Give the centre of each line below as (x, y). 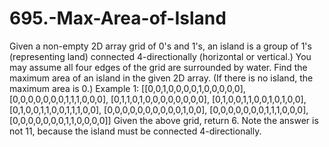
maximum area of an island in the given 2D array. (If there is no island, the (161, 78)
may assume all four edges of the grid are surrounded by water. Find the (158, 67)
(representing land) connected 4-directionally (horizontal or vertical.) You (160, 56)
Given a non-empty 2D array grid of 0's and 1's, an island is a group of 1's (160, 46)
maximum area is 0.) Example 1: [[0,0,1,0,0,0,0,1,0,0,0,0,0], (127, 88)
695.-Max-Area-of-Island (118, 18)
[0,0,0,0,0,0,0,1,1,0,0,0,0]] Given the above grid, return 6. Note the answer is (164, 120)
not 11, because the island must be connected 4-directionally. (135, 131)
